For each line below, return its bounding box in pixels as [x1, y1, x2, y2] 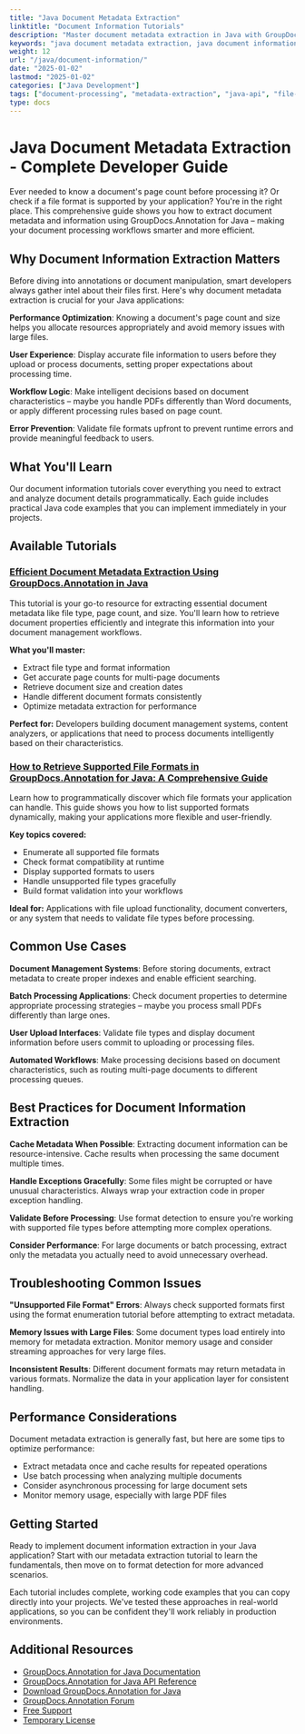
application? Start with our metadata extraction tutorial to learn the [9, 1550, 259, 1560]
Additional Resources [9, 1642, 133, 1658]
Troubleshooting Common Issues [9, 1275, 202, 1291]
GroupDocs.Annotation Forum [22, 1695, 135, 1706]
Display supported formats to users [22, 865, 155, 877]
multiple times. [9, 1158, 64, 1169]
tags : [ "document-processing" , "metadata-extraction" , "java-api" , [9, 89, 271, 98]
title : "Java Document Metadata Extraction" [9, 13, 181, 23]
